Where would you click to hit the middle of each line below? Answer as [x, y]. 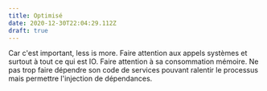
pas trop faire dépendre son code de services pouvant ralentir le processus [133, 70]
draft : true [28, 30]
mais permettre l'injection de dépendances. [80, 79]
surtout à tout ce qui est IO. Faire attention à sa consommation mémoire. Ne [133, 61]
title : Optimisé [35, 16]
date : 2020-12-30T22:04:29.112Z [62, 23]
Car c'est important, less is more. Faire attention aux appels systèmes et [128, 53]
